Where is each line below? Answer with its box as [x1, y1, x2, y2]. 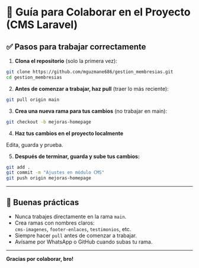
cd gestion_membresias [6, 74, 62, 80]
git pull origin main [6, 96, 60, 103]
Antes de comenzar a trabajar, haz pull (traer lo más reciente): [14, 85, 169, 92]
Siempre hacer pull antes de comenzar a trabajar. [14, 232, 137, 239]
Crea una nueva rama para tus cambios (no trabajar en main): [14, 107, 168, 115]
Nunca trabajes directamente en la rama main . [14, 213, 127, 220]
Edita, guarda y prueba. [6, 141, 63, 148]
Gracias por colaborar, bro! [6, 255, 74, 262]
